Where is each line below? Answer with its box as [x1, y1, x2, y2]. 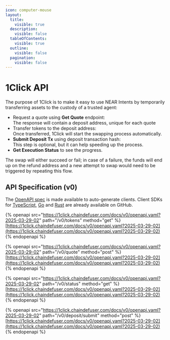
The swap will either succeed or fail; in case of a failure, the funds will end [5, 157, 163, 163]
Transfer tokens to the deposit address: [12, 125, 97, 131]
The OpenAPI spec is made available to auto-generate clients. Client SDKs [5, 196, 163, 203]
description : [10, 27, 38, 32]
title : [10, 17, 24, 22]
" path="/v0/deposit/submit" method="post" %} [39, 312, 141, 318]
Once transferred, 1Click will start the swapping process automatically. [12, 131, 162, 137]
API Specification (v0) [5, 183, 78, 191]
